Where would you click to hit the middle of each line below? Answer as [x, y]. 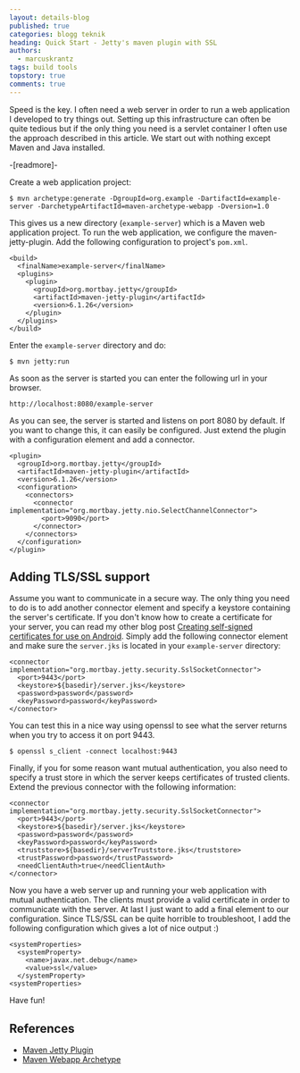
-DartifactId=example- [239, 198]
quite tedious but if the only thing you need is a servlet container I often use [148, 128]
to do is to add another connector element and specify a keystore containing [150, 608]
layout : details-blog [50, 17]
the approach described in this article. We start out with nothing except [140, 138]
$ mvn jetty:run [39, 361]
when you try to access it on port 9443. [82, 735]
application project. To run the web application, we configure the [128, 232]
